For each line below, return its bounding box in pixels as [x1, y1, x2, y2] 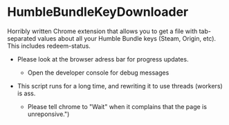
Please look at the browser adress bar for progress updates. [17, 55, 189, 63]
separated [7, 34, 37, 42]
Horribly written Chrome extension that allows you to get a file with [7, 27, 198, 35]
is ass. [17, 89, 36, 97]
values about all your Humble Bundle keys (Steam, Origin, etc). [37, 34, 217, 42]
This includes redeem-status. [7, 41, 91, 50]
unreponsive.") [27, 110, 70, 118]
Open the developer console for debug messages [27, 68, 170, 77]
